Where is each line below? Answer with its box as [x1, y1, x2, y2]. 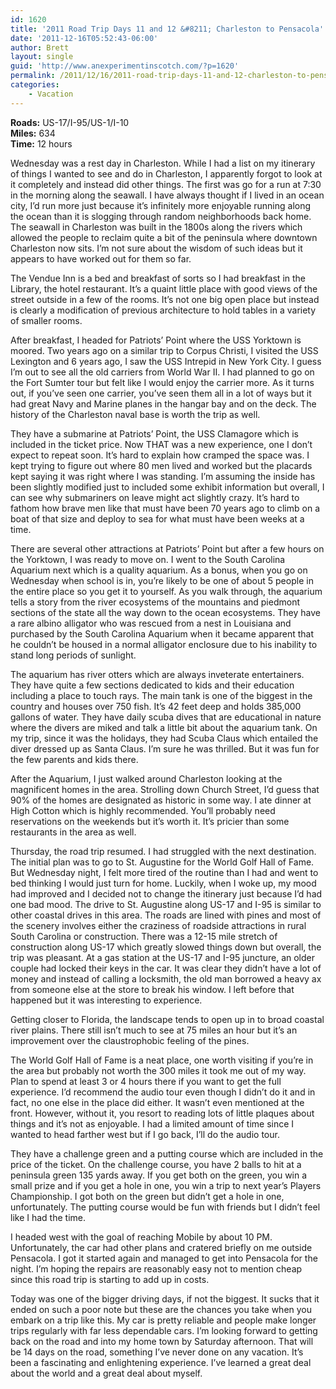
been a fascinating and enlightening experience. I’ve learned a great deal [10, 1356, 312, 1368]
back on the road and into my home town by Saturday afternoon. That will [10, 1335, 314, 1347]
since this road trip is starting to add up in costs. [10, 1273, 210, 1285]
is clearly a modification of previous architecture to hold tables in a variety [10, 304, 317, 316]
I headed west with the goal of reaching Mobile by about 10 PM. [10, 1231, 273, 1243]
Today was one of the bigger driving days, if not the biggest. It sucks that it [10, 1292, 320, 1305]
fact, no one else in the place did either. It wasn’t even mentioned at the [10, 1096, 305, 1108]
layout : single [10, 52, 74, 62]
